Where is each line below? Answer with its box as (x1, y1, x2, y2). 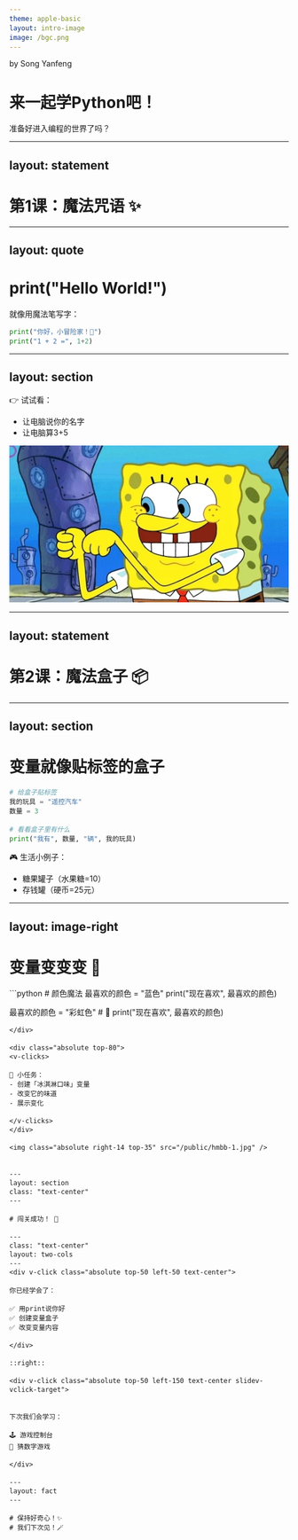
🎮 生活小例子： (9, 852, 67, 863)
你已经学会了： (9, 1286, 56, 1295)
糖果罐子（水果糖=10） (21, 873, 106, 884)
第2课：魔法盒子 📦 (9, 666, 149, 686)
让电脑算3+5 (21, 426, 69, 438)
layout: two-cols (9, 1250, 74, 1259)
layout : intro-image (9, 23, 86, 33)
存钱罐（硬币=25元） (21, 885, 99, 895)
